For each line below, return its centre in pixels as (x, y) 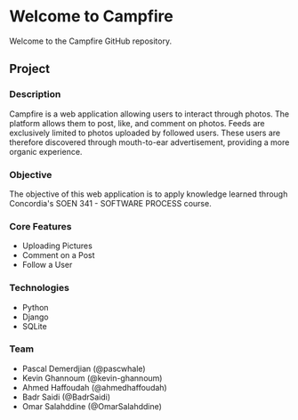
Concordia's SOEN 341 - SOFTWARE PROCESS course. (110, 203)
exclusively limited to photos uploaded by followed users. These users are (145, 133)
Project (30, 69)
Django (35, 317)
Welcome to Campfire (91, 16)
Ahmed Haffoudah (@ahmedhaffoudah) (94, 387)
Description (35, 94)
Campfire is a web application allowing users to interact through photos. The (149, 114)
